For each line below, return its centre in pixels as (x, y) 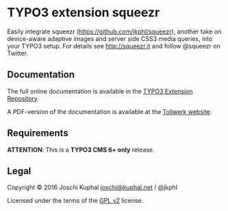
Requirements (38, 133)
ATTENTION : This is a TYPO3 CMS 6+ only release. (81, 150)
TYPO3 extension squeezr (84, 13)
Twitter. (18, 53)
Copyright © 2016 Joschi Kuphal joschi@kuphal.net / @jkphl (92, 187)
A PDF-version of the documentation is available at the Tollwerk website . (110, 111)
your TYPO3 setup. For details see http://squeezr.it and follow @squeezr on (114, 46)
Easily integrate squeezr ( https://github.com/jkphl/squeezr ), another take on (114, 31)
